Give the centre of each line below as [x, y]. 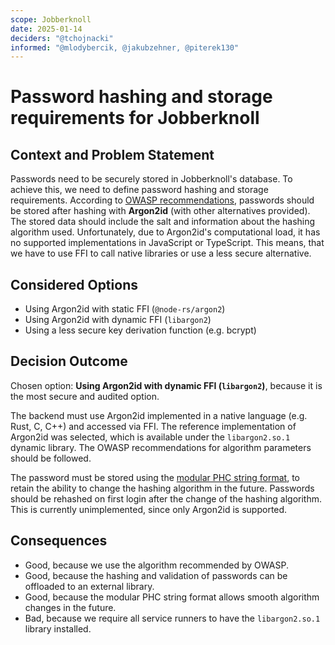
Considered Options [74, 284]
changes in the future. [70, 607]
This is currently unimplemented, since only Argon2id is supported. [149, 509]
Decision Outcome [69, 361]
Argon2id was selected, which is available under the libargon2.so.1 [150, 437]
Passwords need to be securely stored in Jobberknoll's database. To [151, 179]
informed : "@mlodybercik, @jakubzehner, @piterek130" [125, 47]
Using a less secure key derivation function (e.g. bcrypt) [140, 330]
